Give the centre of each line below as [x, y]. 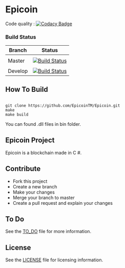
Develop [18, 71]
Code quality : [20, 24]
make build [17, 115]
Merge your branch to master [44, 197]
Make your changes [34, 192]
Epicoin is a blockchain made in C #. [44, 152]
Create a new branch [35, 186]
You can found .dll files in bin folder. [43, 124]
